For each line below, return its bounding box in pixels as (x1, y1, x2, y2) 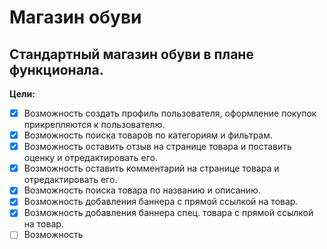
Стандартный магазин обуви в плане (9, 46, 254, 63)
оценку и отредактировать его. (23, 152, 158, 164)
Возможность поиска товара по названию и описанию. (23, 184, 261, 196)
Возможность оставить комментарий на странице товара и (23, 162, 280, 175)
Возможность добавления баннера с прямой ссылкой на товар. (23, 196, 299, 208)
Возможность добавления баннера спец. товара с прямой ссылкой (23, 207, 314, 219)
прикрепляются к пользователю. (23, 119, 166, 131)
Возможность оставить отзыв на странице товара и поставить (23, 141, 292, 153)
